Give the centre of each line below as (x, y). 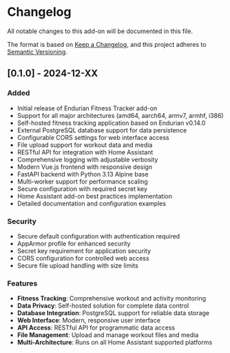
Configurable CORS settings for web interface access (93, 137)
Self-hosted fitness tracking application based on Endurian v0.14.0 (111, 123)
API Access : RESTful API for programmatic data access (96, 327)
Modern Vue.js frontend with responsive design (85, 167)
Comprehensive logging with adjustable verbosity (87, 159)
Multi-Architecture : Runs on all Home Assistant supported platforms (115, 343)
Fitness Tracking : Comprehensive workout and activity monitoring (112, 299)
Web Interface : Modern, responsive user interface (88, 321)
